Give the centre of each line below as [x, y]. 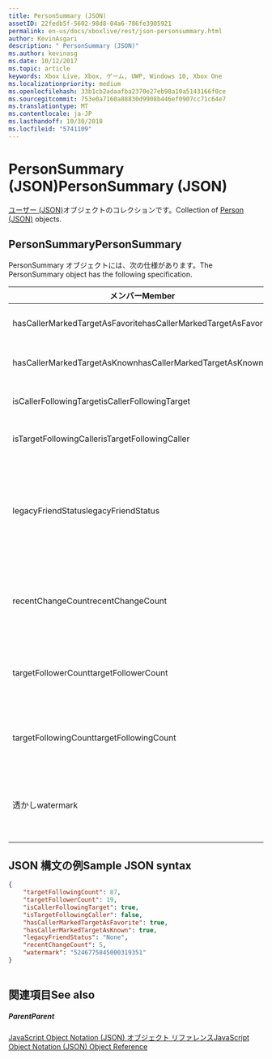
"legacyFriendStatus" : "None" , [76, 937]
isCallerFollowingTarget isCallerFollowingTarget [101, 401]
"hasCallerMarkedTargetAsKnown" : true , [90, 930]
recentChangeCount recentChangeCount [90, 601]
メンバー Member [142, 295]
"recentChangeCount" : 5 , [65, 945]
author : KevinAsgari [43, 39]
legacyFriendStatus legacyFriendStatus [86, 510]
